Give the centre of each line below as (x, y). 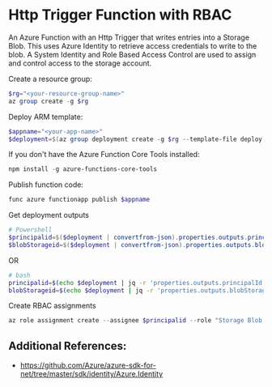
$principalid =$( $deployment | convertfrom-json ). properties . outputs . (128, 238)
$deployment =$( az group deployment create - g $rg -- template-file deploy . (137, 139)
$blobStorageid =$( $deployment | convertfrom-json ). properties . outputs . (132, 245)
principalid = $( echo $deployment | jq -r (78, 283)
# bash (19, 275)
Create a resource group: (51, 79)
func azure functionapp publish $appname (79, 200)
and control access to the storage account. (80, 63)
